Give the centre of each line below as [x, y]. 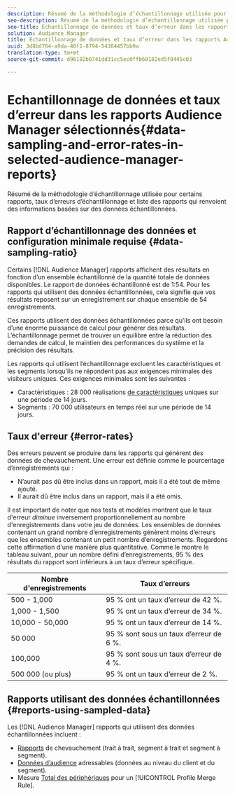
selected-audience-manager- [95, 159]
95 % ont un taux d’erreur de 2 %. [162, 674]
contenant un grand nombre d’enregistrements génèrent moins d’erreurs [112, 532]
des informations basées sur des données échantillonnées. [92, 209]
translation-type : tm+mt [43, 53]
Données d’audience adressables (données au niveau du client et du [116, 763]
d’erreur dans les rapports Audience [115, 114]
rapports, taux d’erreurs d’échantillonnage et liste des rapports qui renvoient [117, 201]
